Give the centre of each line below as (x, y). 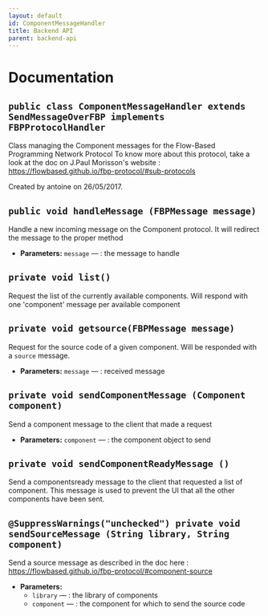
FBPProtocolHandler (57, 127)
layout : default (35, 16)
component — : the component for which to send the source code (138, 604)
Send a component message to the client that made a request (110, 424)
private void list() (60, 278)
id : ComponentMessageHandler (57, 23)
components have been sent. (57, 499)
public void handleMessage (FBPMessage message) (132, 211)
